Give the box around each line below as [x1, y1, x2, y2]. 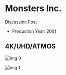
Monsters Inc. [5, 3, 62, 14]
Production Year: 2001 [12, 28, 56, 34]
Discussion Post [5, 19, 37, 25]
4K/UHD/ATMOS [5, 42, 56, 51]
